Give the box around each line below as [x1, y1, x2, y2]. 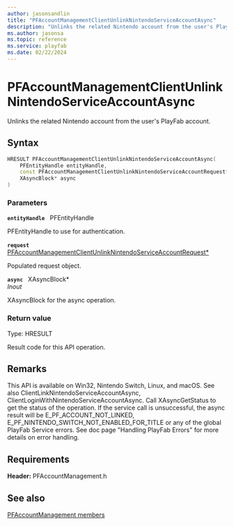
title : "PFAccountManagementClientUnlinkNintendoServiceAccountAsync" [7, 17, 217, 24]
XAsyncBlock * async [19, 175, 77, 182]
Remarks [7, 363, 47, 375]
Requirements [7, 454, 70, 465]
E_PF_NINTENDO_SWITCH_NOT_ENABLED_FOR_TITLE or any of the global [7, 419, 221, 427]
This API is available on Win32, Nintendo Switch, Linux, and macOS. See [7, 381, 214, 390]
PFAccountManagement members [7, 511, 105, 519]
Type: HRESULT [7, 329, 53, 338]
